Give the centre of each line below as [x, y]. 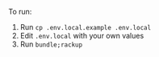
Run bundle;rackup [51, 44]
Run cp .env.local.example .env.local [86, 27]
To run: [20, 12]
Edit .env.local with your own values [82, 36]
